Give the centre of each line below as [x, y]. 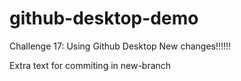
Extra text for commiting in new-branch [90, 65]
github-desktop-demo [104, 18]
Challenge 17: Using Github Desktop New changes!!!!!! [120, 46]
